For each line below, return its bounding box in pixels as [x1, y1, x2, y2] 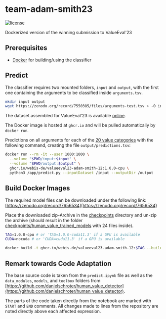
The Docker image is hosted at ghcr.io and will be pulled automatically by [5, 122, 156, 128]
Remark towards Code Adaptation [5, 259, 112, 268]
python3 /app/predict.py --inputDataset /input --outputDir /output [9, 170, 154, 175]
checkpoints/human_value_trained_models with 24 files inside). [5, 223, 134, 228]
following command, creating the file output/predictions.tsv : [5, 142, 131, 148]
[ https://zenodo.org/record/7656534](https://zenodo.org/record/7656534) [5, 202, 157, 208]
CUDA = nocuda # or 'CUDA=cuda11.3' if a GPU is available [5, 236, 125, 242]
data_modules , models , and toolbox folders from [5, 277, 101, 283]
